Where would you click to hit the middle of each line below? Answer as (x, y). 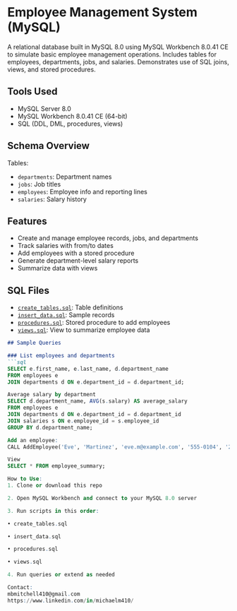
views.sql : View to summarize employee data (84, 330)
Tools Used (32, 91)
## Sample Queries (34, 343)
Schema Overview (49, 146)
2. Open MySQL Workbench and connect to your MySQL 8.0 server (102, 498)
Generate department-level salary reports (78, 261)
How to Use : (25, 479)
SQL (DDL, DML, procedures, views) (70, 124)
